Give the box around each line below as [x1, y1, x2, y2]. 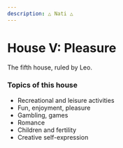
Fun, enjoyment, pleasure [17, 104, 91, 112]
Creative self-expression [17, 133, 89, 141]
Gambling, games [17, 110, 68, 119]
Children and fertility [17, 126, 77, 134]
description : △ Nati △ [7, 10, 73, 17]
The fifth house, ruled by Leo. [7, 63, 93, 72]
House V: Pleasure [7, 40, 117, 56]
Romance [17, 118, 45, 126]
